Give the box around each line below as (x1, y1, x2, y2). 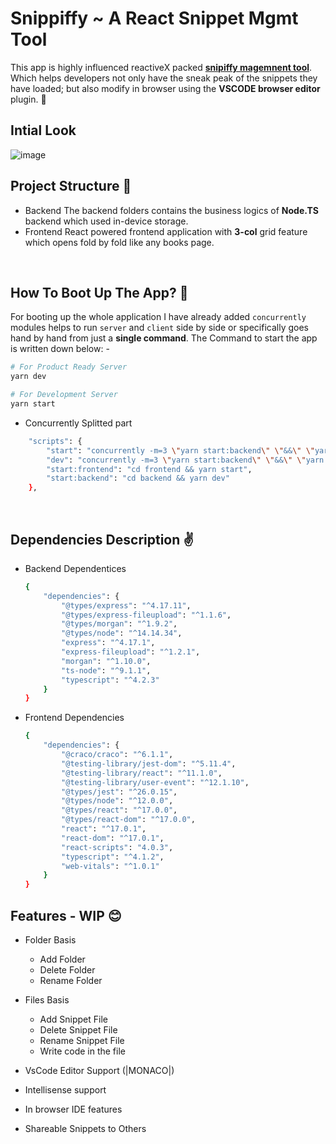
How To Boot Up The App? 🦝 (10, 284, 189, 301)
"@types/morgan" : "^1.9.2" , (61, 619, 178, 629)
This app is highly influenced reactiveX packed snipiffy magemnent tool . (10, 61, 313, 73)
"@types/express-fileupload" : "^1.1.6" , (61, 610, 232, 620)
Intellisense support (24, 1084, 107, 1096)
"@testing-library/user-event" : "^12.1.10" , (61, 777, 250, 787)
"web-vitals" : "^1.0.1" (61, 861, 160, 871)
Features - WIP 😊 (10, 907, 122, 924)
